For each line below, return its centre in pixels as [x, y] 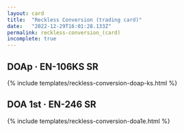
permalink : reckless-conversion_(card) [64, 32]
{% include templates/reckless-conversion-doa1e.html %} [89, 121]
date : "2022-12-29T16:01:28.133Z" [59, 26]
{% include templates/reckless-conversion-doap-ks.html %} [92, 83]
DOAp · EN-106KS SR [53, 67]
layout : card [26, 13]
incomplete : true [32, 39]
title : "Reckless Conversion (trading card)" [75, 20]
